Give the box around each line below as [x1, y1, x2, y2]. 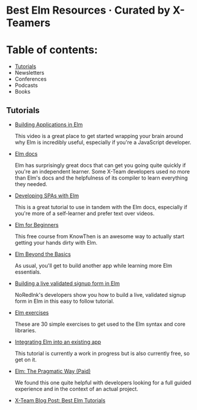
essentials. [14, 268, 42, 276]
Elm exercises [14, 309, 49, 316]
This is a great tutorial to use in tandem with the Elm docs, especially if [14, 203, 188, 210]
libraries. [14, 326, 37, 334]
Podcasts [14, 82, 38, 89]
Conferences [14, 75, 47, 83]
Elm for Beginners [14, 221, 59, 228]
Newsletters [14, 69, 45, 76]
